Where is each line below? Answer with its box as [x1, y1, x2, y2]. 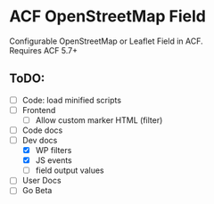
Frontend [21, 104, 56, 115]
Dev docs [21, 135, 58, 145]
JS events [35, 155, 73, 166]
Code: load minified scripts [21, 94, 122, 105]
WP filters [35, 145, 72, 156]
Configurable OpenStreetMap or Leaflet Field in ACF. [9, 36, 203, 46]
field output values [35, 165, 104, 175]
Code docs [21, 125, 63, 135]
